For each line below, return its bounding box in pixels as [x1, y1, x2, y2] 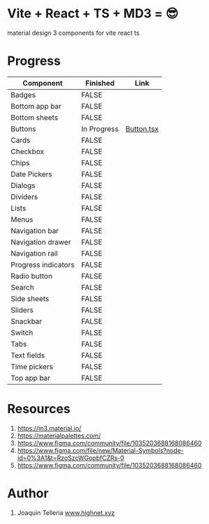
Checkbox [10, 146, 45, 156]
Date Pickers [10, 169, 52, 179]
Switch [10, 327, 33, 337]
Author [7, 486, 49, 501]
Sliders [10, 305, 33, 315]
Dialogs [10, 180, 36, 190]
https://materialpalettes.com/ [17, 431, 101, 440]
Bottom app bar [10, 101, 62, 111]
